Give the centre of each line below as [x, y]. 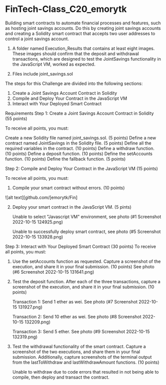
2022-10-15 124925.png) [38, 222]
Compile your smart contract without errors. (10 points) [68, 188]
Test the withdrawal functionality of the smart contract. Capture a [79, 346]
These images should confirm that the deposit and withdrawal [76, 54]
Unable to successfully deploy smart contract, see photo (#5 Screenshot [86, 231]
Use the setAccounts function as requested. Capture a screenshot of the [86, 261]
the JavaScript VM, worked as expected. [54, 64]
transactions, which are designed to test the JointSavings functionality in [86, 59]
